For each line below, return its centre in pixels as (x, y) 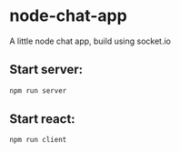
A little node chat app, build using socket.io (90, 41)
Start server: (46, 70)
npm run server (38, 91)
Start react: (42, 119)
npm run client (38, 140)
